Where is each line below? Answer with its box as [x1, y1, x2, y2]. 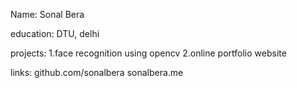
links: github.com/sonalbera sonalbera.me [10, 67, 184, 78]
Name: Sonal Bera [10, 9, 85, 20]
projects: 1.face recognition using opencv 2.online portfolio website [10, 47, 287, 59]
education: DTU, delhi [10, 28, 100, 39]
